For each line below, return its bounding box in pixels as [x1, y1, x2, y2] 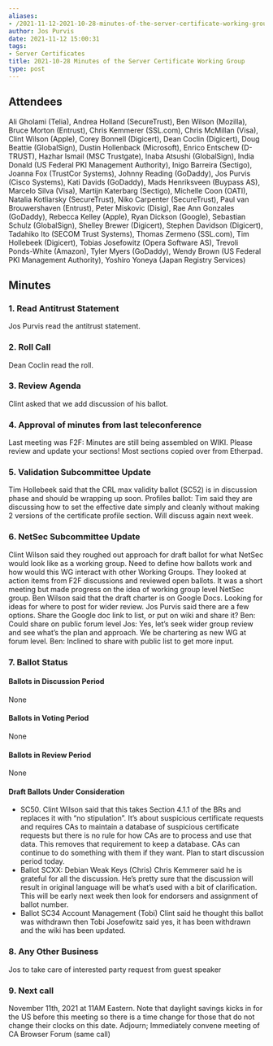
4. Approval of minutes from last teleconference [8, 419, 202, 430]
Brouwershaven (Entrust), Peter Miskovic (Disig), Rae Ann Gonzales [8, 203, 235, 212]
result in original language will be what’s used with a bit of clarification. [19, 883, 258, 892]
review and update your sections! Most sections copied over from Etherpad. [8, 447, 263, 456]
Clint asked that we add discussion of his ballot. [8, 399, 168, 408]
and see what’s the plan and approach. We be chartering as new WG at [8, 627, 246, 637]
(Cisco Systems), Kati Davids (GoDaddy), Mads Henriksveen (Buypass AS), [8, 177, 260, 187]
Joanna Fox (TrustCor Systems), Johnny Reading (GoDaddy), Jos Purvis [8, 168, 251, 178]
